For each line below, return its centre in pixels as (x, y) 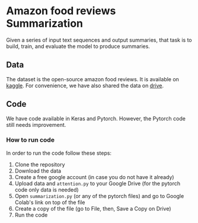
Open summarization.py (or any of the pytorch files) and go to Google (99, 196)
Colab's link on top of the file (50, 202)
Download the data (38, 171)
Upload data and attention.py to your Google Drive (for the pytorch (98, 183)
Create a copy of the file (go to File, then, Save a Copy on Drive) (93, 208)
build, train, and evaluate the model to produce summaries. (78, 46)
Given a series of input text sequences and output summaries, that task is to (99, 40)
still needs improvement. (36, 125)
